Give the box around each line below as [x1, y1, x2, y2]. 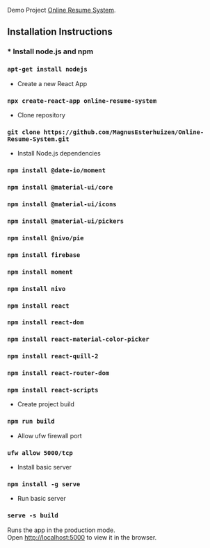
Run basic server [17, 495, 66, 503]
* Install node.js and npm [7, 47, 94, 56]
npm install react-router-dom [7, 370, 110, 377]
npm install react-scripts [7, 386, 99, 395]
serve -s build [7, 512, 59, 520]
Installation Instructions [7, 26, 113, 38]
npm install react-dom [7, 319, 84, 326]
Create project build [17, 400, 75, 408]
